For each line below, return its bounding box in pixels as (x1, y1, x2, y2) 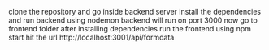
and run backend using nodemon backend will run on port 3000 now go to (8, 15, 258, 25)
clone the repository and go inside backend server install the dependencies (8, 7, 262, 16)
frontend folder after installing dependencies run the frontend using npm (8, 24, 252, 33)
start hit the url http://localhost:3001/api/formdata (8, 32, 175, 42)
